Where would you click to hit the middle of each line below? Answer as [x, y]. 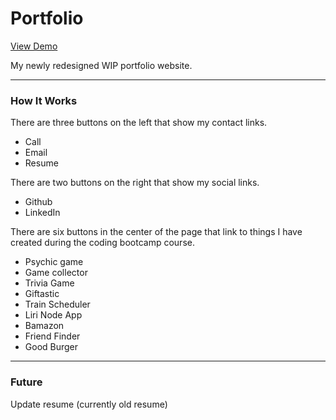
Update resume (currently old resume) [89, 404]
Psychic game [54, 262]
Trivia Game [49, 283]
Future [26, 382]
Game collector [56, 273]
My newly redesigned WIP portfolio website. [101, 65]
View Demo [34, 46]
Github [38, 202]
